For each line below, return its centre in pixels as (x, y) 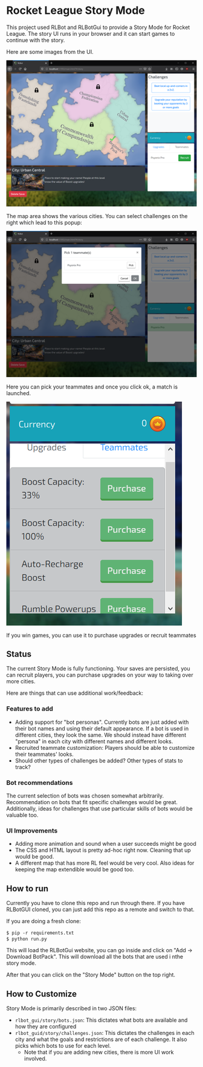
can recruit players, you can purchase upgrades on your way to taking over (100, 675)
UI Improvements (32, 830)
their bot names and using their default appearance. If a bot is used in (102, 728)
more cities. (21, 682)
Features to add (30, 709)
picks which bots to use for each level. (63, 1045)
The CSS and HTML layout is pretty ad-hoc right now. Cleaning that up (103, 850)
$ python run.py (27, 939)
